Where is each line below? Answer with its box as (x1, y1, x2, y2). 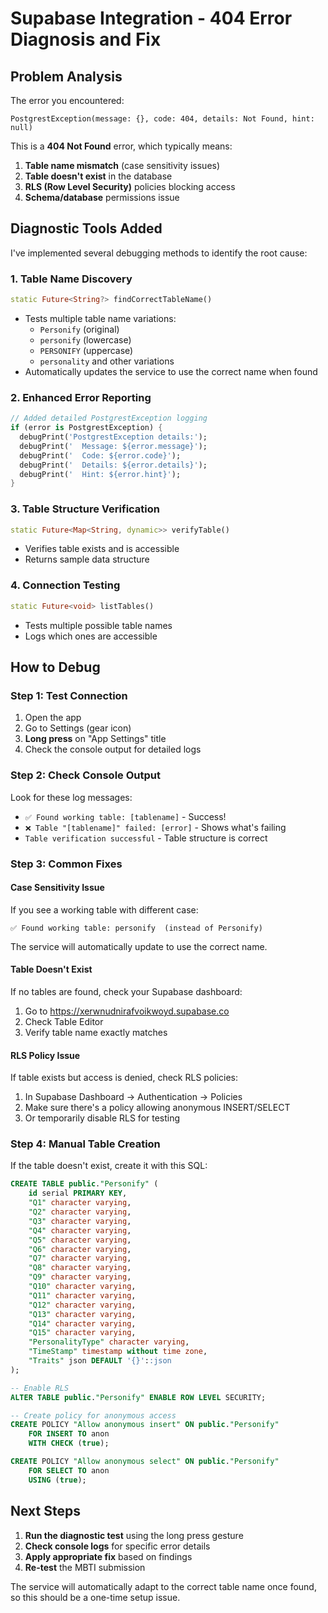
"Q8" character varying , (28, 1263, 132, 1273)
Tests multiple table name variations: (24, 312, 177, 324)
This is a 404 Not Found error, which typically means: (10, 140, 233, 152)
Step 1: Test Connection (10, 688, 128, 702)
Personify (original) (39, 323, 120, 335)
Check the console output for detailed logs (24, 743, 202, 756)
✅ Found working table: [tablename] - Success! (24, 810, 227, 822)
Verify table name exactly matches (24, 1026, 168, 1038)
